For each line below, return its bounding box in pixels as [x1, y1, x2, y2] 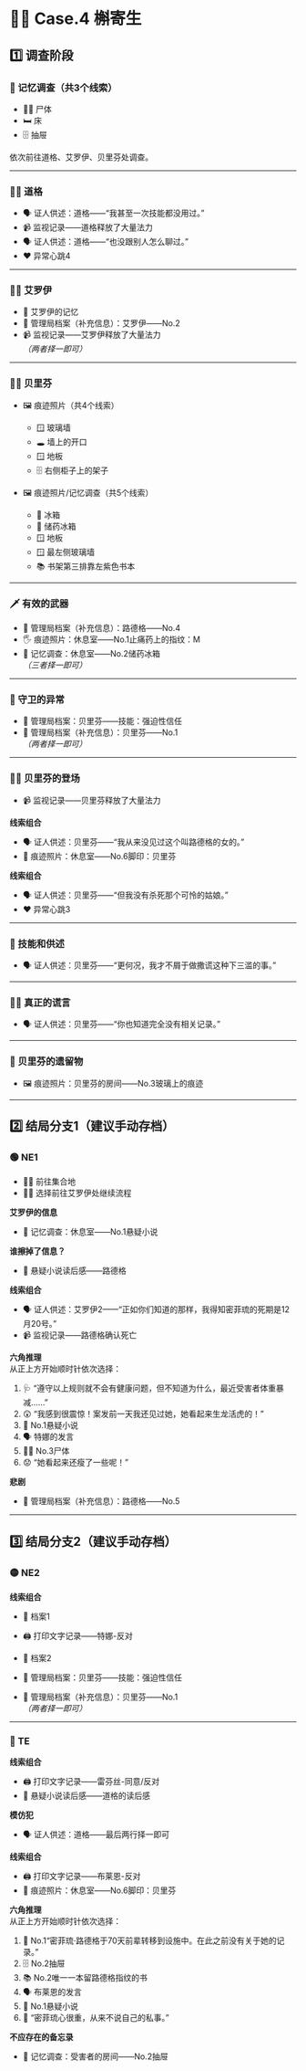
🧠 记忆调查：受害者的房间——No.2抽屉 [22, 2051, 168, 2062]
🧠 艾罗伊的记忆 [22, 307, 79, 318]
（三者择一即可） [22, 659, 87, 671]
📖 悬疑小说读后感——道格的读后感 [22, 1791, 150, 1802]
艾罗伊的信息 [9, 1207, 57, 1218]
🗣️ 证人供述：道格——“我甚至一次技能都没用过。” [22, 207, 205, 219]
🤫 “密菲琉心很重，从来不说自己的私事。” [22, 2013, 170, 2024]
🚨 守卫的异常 [9, 693, 66, 706]
